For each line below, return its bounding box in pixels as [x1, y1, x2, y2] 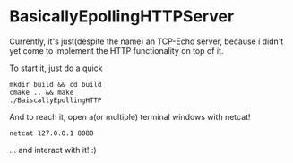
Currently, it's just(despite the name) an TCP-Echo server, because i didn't [9, 36, 284, 47]
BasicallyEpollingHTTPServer [9, 6, 235, 27]
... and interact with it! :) [9, 144, 97, 155]
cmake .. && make [9, 88, 74, 97]
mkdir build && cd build [9, 80, 102, 89]
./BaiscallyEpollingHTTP [9, 96, 102, 105]
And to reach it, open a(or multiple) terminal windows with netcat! [9, 111, 251, 122]
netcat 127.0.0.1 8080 [9, 128, 94, 138]
